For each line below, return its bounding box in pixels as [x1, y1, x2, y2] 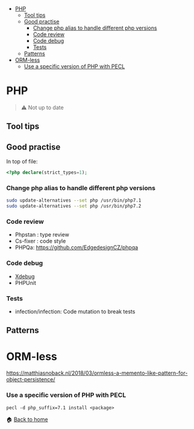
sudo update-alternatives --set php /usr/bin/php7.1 [6, 197, 142, 204]
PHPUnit [14, 279, 36, 286]
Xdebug [14, 273, 35, 280]
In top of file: [6, 158, 38, 165]
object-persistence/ [6, 376, 55, 383]
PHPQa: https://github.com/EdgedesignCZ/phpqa [14, 244, 139, 251]
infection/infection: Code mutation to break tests [14, 308, 136, 315]
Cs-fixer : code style [14, 238, 66, 245]
